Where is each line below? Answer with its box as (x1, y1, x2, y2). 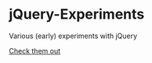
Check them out (9, 46, 61, 55)
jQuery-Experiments (9, 5, 145, 23)
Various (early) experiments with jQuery (9, 31, 138, 40)
